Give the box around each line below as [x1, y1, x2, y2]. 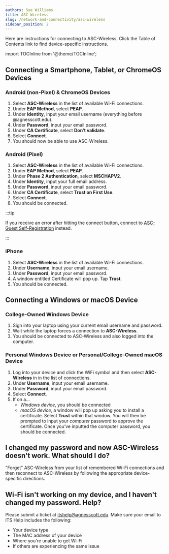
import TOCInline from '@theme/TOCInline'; [5, 51, 97, 57]
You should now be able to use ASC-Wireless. [12, 138, 109, 144]
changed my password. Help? [5, 498, 102, 507]
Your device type [12, 527, 49, 533]
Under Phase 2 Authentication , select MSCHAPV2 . [12, 173, 122, 179]
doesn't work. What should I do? [5, 451, 110, 460]
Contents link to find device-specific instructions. [5, 41, 108, 47]
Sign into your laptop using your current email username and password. [12, 322, 163, 328]
